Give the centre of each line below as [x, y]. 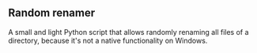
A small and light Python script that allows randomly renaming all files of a [128, 32]
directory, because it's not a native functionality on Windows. [108, 40]
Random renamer [52, 13]
